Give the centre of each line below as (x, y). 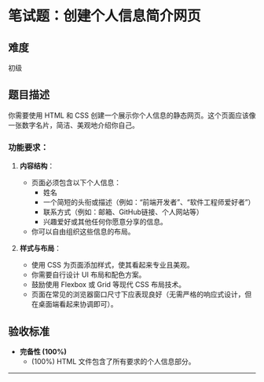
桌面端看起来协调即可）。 (78, 304)
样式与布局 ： (40, 249)
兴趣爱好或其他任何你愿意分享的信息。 (105, 222)
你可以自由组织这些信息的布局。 (83, 231)
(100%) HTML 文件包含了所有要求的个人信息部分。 (113, 361)
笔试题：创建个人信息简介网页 (105, 16)
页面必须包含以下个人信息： (76, 183)
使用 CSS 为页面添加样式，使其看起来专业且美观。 (112, 265)
